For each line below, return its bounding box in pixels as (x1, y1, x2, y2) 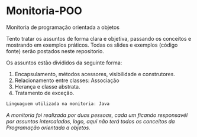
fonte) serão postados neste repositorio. (6, 47, 105, 54)
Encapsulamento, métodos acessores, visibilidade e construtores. (14, 70, 176, 77)
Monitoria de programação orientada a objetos (6, 24, 120, 31)
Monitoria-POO (6, 4, 83, 18)
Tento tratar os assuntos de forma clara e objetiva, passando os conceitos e (6, 35, 192, 42)
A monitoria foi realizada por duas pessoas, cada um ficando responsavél (6, 111, 188, 119)
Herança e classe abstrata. (14, 83, 81, 90)
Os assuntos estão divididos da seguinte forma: (6, 59, 122, 66)
